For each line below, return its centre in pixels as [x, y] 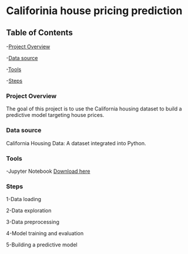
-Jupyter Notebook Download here [48, 171]
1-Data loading [24, 199]
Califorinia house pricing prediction [94, 11]
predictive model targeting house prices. [55, 115]
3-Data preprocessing [33, 222]
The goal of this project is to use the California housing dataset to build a [94, 109]
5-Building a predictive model [42, 245]
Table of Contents [40, 33]
